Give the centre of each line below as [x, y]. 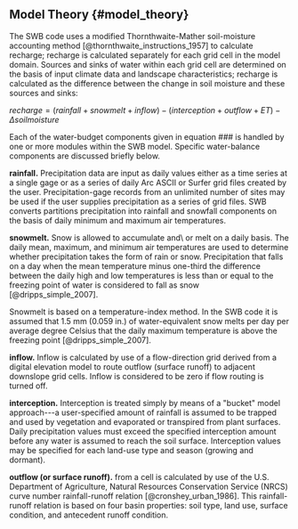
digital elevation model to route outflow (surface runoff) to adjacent [132, 366]
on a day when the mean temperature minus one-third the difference [135, 265]
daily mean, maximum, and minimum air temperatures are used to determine [149, 247]
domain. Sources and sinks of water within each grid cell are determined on [148, 64]
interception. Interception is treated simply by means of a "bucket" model [145, 403]
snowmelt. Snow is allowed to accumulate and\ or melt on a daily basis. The [149, 237]
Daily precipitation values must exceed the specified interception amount [143, 431]
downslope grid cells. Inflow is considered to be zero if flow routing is [137, 376]
